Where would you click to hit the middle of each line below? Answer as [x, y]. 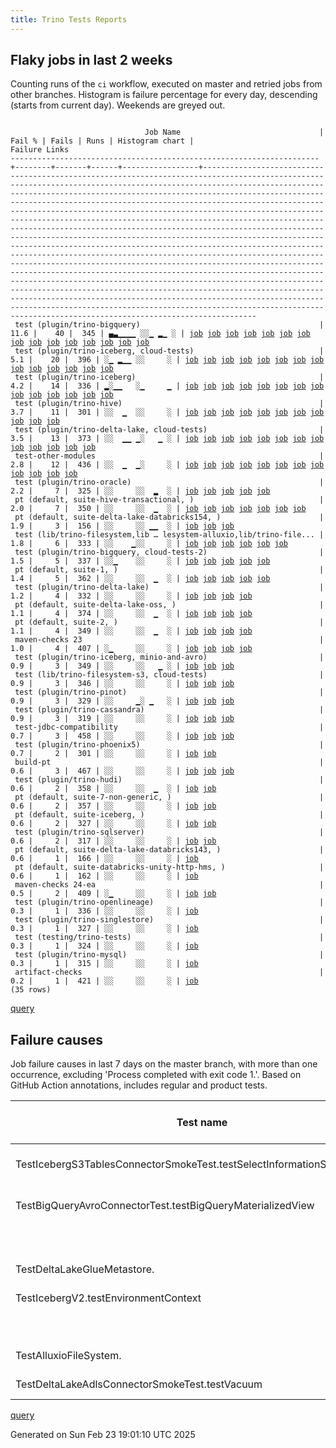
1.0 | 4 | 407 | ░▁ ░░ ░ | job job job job [131, 649]
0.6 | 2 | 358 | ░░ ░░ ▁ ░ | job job [113, 789]
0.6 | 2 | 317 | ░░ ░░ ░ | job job [113, 841]
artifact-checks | [169, 972]
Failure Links [40, 150]
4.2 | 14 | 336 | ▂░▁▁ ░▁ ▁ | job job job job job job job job [167, 386]
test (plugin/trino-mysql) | [169, 955]
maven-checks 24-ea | [169, 885]
